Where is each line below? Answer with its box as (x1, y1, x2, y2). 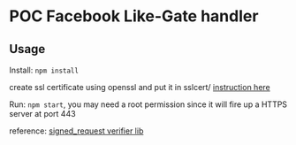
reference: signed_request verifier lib (9, 126, 144, 136)
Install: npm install (9, 65, 80, 75)
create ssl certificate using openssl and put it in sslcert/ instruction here (9, 82, 271, 92)
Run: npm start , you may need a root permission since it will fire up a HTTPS (9, 99, 288, 110)
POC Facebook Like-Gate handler (9, 6, 259, 27)
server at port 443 (9, 109, 77, 118)
